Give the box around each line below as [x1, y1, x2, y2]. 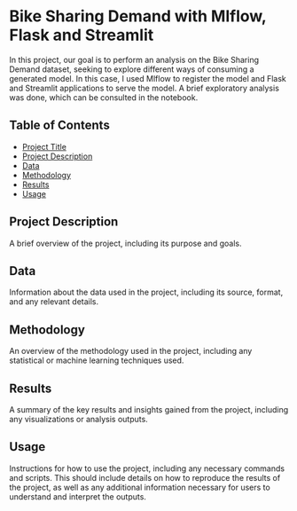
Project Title [21, 141, 66, 152]
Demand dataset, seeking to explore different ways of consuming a [9, 64, 254, 75]
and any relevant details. [9, 296, 99, 307]
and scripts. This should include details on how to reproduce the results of [9, 472, 281, 483]
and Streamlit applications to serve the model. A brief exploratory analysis [9, 83, 279, 93]
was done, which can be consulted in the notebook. [9, 91, 199, 103]
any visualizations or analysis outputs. [9, 414, 148, 424]
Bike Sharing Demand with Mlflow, [9, 6, 267, 27]
